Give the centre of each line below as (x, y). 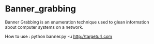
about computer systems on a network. (44, 27)
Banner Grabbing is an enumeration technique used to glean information (77, 22)
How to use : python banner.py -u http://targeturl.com (59, 36)
